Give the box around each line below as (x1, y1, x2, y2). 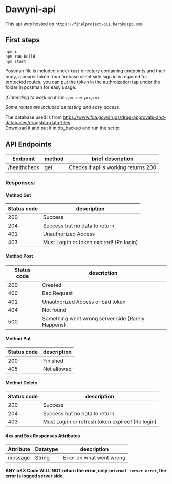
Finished (42, 357, 64, 364)
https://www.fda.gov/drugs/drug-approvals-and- (63, 114, 166, 120)
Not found (42, 306, 67, 313)
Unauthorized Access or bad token (42, 298, 126, 305)
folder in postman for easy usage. (5, 84, 77, 90)
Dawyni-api (5, 4, 56, 15)
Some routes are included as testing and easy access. (5, 104, 120, 110)
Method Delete (5, 380, 37, 386)
